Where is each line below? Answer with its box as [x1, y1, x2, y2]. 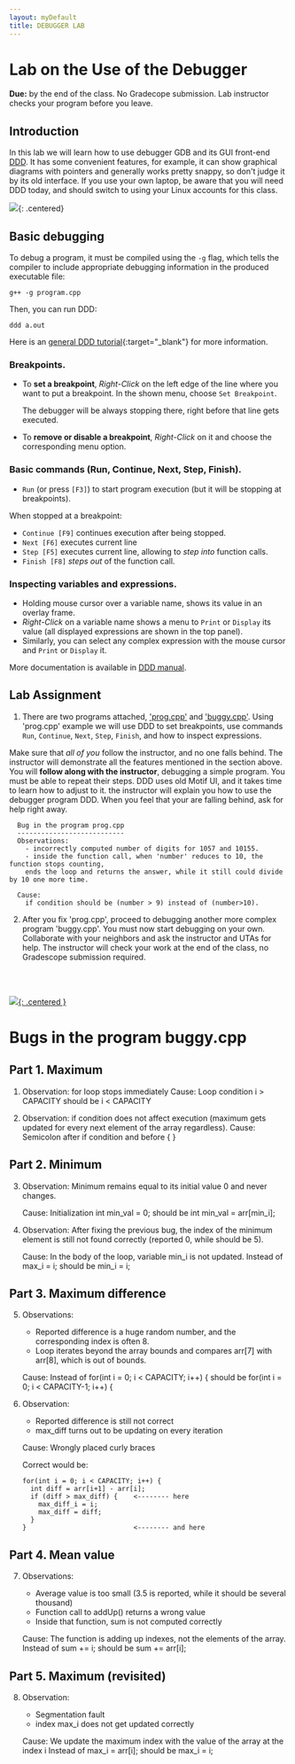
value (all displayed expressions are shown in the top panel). [21, 626, 244, 636]
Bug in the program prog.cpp [17, 820, 125, 829]
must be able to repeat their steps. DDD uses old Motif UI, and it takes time [9, 775, 283, 786]
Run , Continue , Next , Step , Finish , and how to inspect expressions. [21, 730, 262, 741]
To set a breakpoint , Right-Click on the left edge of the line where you [21, 378, 279, 390]
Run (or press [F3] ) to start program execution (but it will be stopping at [21, 484, 282, 494]
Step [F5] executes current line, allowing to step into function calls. [21, 546, 268, 556]
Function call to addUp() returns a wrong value [35, 1607, 206, 1618]
